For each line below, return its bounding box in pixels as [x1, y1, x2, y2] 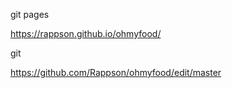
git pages [10, 9, 50, 20]
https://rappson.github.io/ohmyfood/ [10, 28, 162, 39]
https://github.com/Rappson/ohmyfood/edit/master [10, 67, 222, 78]
